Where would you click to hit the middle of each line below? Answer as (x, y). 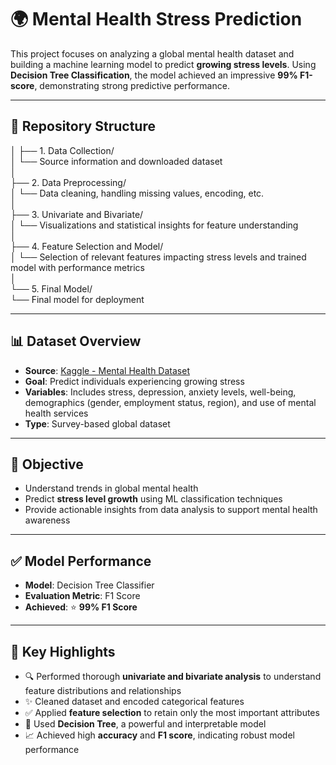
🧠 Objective (47, 464)
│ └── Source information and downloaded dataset (116, 161)
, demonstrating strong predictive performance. (132, 85)
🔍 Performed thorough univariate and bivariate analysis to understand (173, 676)
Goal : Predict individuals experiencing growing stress (134, 381)
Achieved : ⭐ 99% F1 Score (81, 607)
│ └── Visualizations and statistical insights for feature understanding (154, 225)
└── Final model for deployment (77, 299)
